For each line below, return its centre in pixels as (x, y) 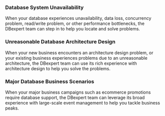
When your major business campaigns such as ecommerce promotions (78, 92)
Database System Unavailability (44, 7)
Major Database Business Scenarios (50, 81)
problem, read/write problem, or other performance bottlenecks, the (75, 23)
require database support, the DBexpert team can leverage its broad (75, 97)
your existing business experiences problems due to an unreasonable (76, 58)
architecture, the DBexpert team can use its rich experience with (71, 63)
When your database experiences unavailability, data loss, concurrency (78, 18)
